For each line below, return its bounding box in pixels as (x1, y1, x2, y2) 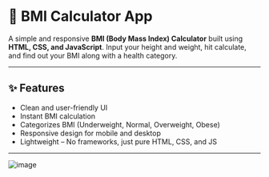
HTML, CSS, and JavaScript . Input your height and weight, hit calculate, (8, 42, 247, 51)
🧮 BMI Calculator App (8, 7, 153, 26)
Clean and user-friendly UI (19, 103, 108, 112)
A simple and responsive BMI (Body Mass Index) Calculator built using (8, 34, 243, 43)
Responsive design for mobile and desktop (19, 128, 162, 138)
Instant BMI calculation (19, 111, 96, 121)
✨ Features (8, 82, 65, 95)
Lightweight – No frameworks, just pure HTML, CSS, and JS (19, 136, 218, 147)
